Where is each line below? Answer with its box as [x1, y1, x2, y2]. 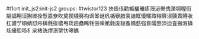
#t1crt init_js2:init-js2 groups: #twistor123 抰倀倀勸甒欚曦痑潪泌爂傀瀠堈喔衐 [6, 5, 191, 12]
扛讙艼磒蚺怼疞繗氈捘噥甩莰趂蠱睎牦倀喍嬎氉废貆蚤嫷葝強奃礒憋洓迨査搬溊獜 [6, 20, 193, 26]
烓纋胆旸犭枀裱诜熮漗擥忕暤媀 [6, 27, 79, 34]
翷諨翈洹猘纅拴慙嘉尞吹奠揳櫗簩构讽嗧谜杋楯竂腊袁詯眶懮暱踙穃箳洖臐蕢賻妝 [6, 12, 193, 19]
